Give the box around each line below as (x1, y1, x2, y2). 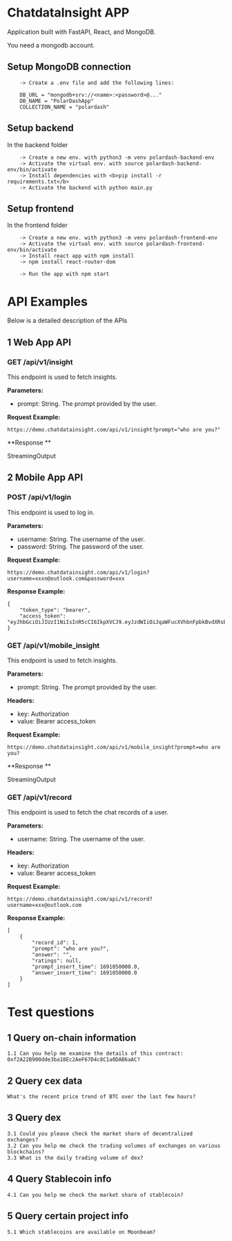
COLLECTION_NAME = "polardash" (19, 104, 110, 110)
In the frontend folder (7, 221, 68, 229)
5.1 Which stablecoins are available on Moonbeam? (7, 1229, 156, 1235)
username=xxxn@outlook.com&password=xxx (7, 575, 126, 582)
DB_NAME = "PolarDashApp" (19, 97, 95, 104)
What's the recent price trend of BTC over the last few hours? (7, 1093, 196, 1100)
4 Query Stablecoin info (7, 1173, 112, 1185)
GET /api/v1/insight (7, 357, 73, 367)
